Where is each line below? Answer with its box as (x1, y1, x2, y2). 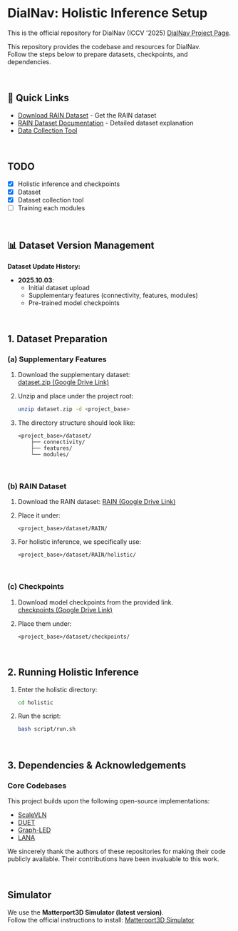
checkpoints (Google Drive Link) (17, 605, 113, 614)
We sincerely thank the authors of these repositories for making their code (7, 847, 226, 856)
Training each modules (17, 203, 86, 212)
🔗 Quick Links (7, 92, 69, 104)
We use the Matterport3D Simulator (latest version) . (7, 907, 164, 917)
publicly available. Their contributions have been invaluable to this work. (7, 855, 219, 863)
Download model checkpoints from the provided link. (17, 597, 174, 607)
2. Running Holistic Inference (7, 667, 139, 679)
